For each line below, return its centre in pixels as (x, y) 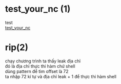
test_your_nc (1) (38, 9)
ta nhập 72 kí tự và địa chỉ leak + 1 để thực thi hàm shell (61, 76)
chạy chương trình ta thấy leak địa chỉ (43, 61)
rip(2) (17, 48)
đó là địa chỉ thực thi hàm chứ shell (40, 66)
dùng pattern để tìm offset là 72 (37, 71)
